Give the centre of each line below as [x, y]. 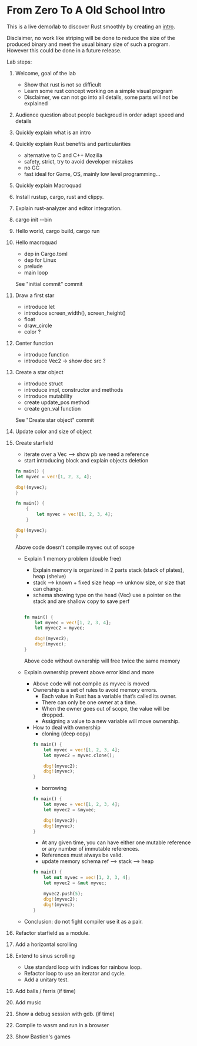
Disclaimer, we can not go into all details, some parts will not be [101, 97]
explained [36, 103]
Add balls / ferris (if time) [45, 991]
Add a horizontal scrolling [46, 944]
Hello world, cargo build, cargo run [57, 231]
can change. [48, 588]
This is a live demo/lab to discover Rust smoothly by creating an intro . [91, 26]
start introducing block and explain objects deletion [86, 460]
